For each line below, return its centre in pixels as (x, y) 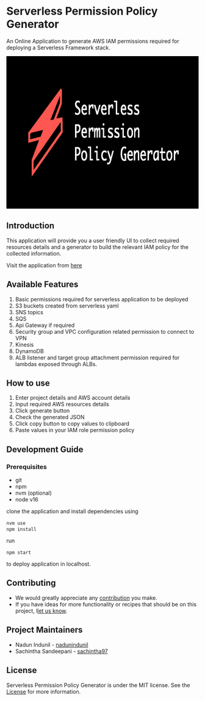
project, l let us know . (41, 611)
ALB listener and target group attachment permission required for (97, 358)
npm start (19, 553)
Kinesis (24, 344)
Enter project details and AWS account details (73, 398)
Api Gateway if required (45, 325)
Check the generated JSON (50, 417)
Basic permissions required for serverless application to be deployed (102, 299)
